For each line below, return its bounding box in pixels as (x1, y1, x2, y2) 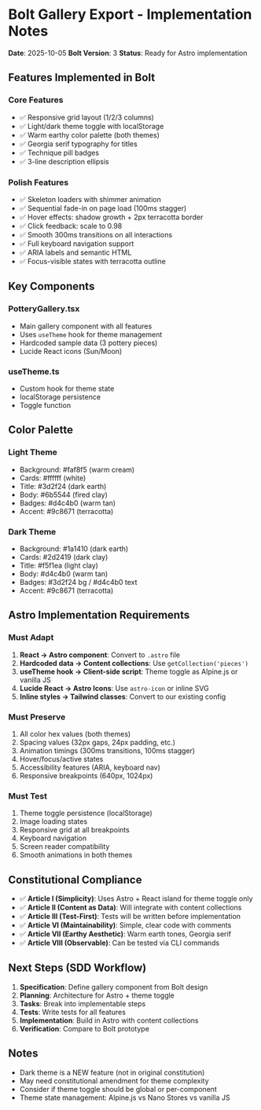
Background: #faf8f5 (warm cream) (19, 465, 135, 474)
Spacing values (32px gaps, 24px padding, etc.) (19, 737, 175, 747)
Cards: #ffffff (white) (19, 473, 86, 483)
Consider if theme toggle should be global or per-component (19, 1084, 218, 1093)
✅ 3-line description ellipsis (19, 156, 109, 166)
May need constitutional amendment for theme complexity (19, 1075, 210, 1086)
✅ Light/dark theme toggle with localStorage (19, 121, 164, 130)
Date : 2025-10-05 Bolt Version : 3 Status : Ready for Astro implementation (8, 48, 248, 57)
